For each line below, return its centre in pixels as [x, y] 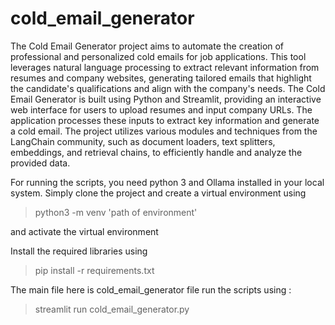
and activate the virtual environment [84, 231]
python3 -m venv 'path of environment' [116, 212]
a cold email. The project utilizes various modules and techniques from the [164, 131]
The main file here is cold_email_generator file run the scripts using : [151, 289]
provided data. [40, 163]
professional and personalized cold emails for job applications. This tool [158, 56]
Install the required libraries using [79, 251]
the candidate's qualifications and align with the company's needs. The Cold [168, 88]
